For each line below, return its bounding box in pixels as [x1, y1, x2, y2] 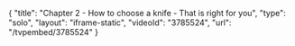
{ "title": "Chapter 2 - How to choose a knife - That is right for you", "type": [8, 8, 286, 18]
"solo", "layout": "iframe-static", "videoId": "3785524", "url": [8, 17, 232, 28]
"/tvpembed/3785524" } [8, 27, 99, 37]
